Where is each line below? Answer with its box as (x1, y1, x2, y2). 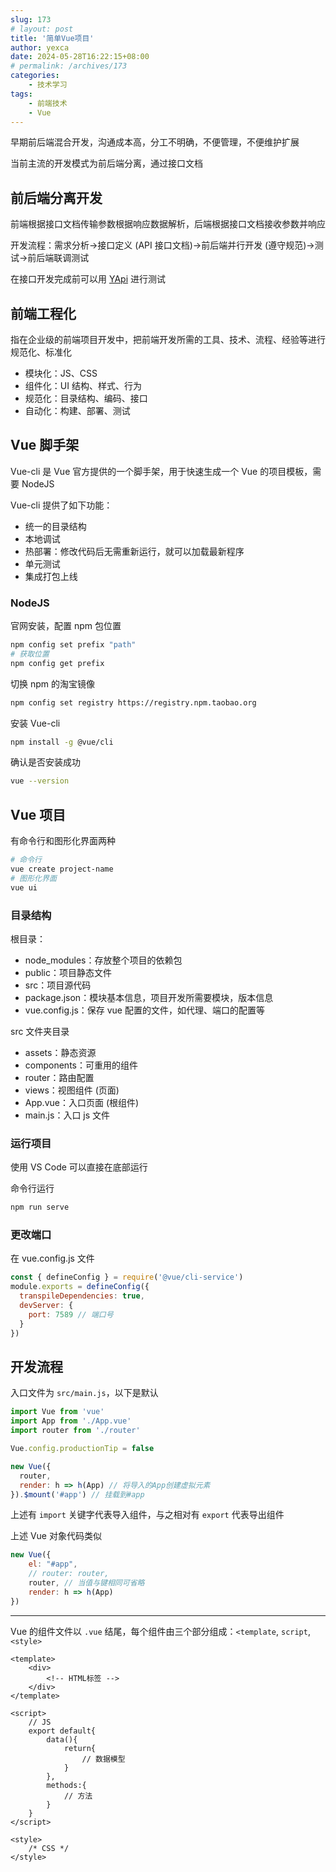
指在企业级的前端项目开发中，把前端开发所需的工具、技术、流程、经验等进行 (10, 334, 326, 345)
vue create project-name (10, 864, 114, 875)
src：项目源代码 (24, 979, 92, 991)
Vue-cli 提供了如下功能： (10, 499, 113, 511)
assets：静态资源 (24, 1046, 97, 1058)
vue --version (10, 776, 70, 786)
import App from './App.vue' (10, 1416, 132, 1426)
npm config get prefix (10, 658, 105, 668)
